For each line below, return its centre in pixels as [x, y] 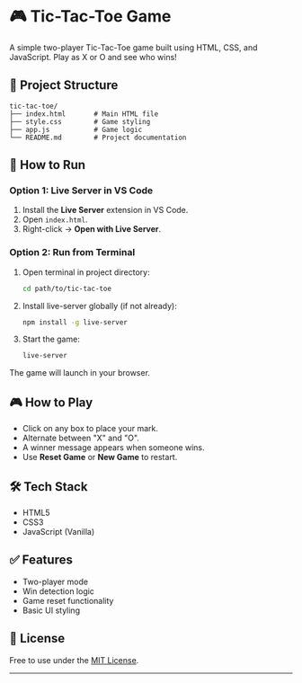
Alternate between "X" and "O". [80, 438]
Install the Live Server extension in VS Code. [105, 210]
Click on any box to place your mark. [90, 429]
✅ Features [41, 560]
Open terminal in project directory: [86, 272]
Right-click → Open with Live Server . [92, 229]
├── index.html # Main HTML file [84, 114]
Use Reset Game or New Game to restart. [100, 457]
